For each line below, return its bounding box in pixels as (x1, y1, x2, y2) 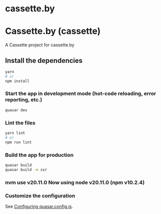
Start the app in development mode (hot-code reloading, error (5, 90, 157, 97)
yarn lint (5, 130, 26, 136)
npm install (5, 79, 30, 84)
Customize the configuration (5, 192, 75, 199)
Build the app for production (5, 151, 74, 158)
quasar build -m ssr (5, 167, 48, 172)
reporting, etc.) (5, 96, 42, 103)
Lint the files (5, 119, 35, 126)
